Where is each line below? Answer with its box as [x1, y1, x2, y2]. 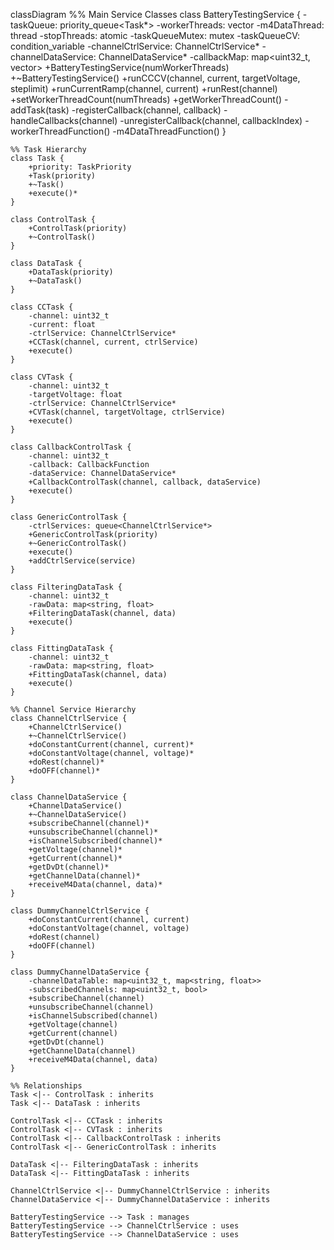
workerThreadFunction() [10, 125, 111, 137]
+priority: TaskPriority [28, 162, 132, 172]
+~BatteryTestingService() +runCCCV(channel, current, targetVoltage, [10, 72, 301, 84]
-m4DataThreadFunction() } [112, 125, 227, 137]
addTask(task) [10, 104, 70, 116]
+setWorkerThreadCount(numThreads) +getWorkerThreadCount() [10, 94, 283, 105]
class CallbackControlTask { [10, 442, 132, 452]
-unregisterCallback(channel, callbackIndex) [119, 115, 303, 126]
